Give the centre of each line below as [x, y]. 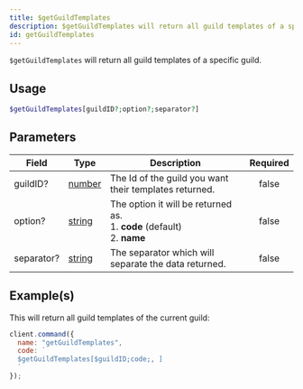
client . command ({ [42, 334]
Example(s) [42, 296]
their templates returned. [162, 189]
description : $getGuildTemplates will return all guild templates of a [147, 26]
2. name [128, 237]
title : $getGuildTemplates [60, 18]
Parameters [43, 138]
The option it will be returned [171, 204]
